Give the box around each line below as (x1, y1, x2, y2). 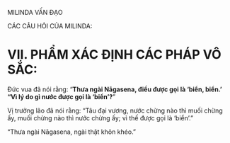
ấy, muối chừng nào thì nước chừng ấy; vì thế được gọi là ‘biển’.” (7, 113, 193, 122)
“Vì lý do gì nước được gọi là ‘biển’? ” (7, 92, 115, 101)
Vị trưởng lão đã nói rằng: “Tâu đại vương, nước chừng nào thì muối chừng (7, 106, 223, 115)
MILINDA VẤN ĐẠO (7, 8, 63, 16)
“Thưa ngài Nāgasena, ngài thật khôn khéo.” (7, 127, 137, 136)
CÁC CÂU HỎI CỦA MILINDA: (7, 22, 93, 30)
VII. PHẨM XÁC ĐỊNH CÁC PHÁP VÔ (7, 47, 222, 63)
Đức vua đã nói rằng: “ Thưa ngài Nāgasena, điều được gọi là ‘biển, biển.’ (7, 85, 222, 93)
